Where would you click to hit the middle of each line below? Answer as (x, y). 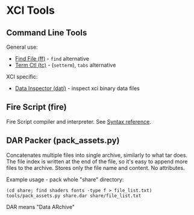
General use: (22, 47)
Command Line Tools (47, 33)
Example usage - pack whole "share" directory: (65, 179)
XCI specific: (22, 77)
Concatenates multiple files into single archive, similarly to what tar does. (97, 155)
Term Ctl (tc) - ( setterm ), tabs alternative (65, 65)
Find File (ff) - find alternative (52, 59)
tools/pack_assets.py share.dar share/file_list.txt (74, 196)
